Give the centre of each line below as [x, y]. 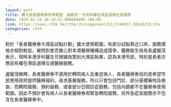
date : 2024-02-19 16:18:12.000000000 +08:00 [53, 19]
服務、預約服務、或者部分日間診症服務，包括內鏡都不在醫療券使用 [96, 87]
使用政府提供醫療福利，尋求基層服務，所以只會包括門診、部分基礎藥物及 [85, 81]
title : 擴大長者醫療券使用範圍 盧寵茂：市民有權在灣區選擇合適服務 [68, 15]
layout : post [19, 10]
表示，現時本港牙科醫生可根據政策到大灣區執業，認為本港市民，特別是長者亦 [85, 57]
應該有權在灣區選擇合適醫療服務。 [41, 63]
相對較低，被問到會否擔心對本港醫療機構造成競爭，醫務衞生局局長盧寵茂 [90, 50]
